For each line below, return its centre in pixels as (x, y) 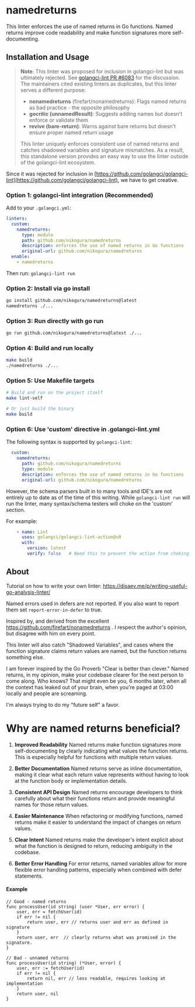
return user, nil (38, 994)
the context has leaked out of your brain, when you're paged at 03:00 (90, 687)
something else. (25, 657)
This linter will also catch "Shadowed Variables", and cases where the (90, 645)
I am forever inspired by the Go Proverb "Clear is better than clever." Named (97, 668)
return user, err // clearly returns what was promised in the (96, 937)
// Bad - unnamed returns (37, 958)
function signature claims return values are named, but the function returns (96, 651)
